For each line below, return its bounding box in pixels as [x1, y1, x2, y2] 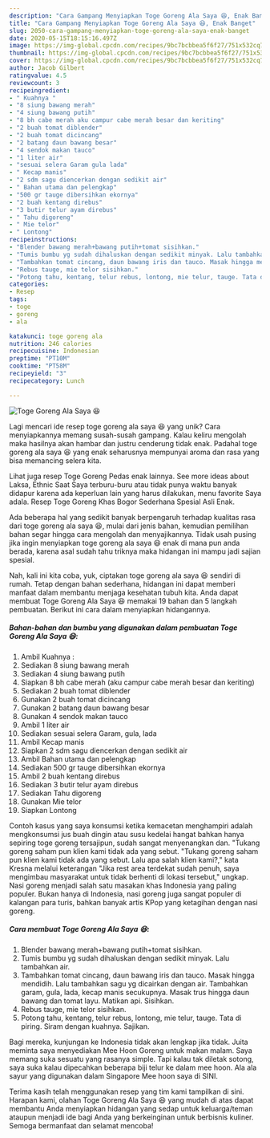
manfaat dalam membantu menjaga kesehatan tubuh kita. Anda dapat [9, 587, 239, 597]
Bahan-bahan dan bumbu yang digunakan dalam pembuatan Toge [9, 623, 238, 632]
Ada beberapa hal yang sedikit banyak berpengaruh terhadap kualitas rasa [9, 512, 256, 522]
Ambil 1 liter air [20, 720, 70, 730]
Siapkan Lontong [20, 805, 77, 815]
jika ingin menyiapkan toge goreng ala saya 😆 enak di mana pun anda [9, 538, 240, 547]
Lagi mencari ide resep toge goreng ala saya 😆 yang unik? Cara [9, 421, 221, 431]
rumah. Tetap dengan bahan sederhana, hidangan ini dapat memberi [9, 579, 236, 588]
